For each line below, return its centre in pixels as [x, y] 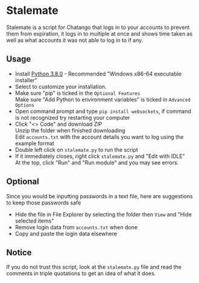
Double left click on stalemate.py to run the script [77, 149]
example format [34, 143]
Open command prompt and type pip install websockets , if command [103, 111]
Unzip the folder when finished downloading [70, 130]
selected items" [34, 221]
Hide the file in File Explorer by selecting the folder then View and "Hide [103, 214]
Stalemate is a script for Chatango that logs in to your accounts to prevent [98, 27]
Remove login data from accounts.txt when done [76, 227]
